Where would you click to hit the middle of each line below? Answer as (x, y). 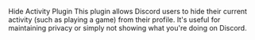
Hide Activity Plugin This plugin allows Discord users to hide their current (128, 11)
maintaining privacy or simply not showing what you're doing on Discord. (128, 28)
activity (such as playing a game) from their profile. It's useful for (114, 20)
